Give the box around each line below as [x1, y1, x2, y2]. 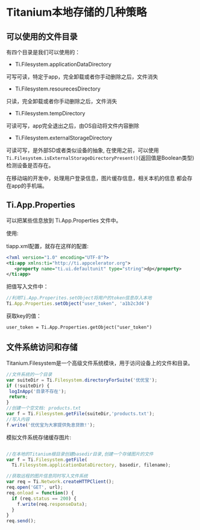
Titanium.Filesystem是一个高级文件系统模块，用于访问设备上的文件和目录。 [6, 359, 193, 366]
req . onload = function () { [6, 490, 74, 496]
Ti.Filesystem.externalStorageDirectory [14, 134, 113, 141]
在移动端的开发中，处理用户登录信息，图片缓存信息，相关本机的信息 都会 [6, 174, 187, 182]
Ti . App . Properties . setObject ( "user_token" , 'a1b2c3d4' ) [6, 301, 149, 307]
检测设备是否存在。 [6, 162, 54, 169]
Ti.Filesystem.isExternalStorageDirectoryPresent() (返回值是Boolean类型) [6, 155, 195, 161]
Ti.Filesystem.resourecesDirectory [14, 85, 101, 92]
